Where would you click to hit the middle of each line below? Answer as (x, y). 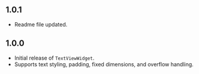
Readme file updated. (41, 24)
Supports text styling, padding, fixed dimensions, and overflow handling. (104, 64)
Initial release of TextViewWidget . (54, 58)
